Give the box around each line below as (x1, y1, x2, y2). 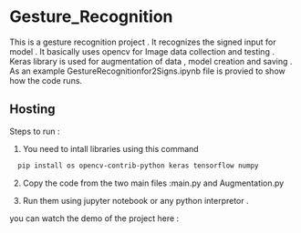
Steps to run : (9, 126, 61, 137)
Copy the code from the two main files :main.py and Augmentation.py (22, 177, 285, 188)
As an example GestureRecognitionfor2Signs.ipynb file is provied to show (9, 66, 285, 76)
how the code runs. (9, 75, 83, 86)
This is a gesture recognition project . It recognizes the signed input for (9, 36, 276, 47)
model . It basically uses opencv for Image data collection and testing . (9, 46, 275, 56)
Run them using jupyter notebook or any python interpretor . (22, 195, 249, 206)
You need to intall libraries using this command (22, 143, 199, 154)
